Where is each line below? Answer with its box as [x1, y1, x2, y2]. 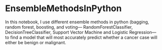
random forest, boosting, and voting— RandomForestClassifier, [5, 24, 133, 30]
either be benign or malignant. [5, 39, 66, 45]
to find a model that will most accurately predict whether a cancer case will [5, 34, 158, 40]
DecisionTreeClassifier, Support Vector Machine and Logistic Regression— [5, 29, 157, 35]
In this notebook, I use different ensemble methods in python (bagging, [5, 19, 149, 25]
